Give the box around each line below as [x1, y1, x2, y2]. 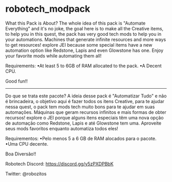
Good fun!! [5, 78, 28, 84]
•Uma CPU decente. [5, 140, 49, 147]
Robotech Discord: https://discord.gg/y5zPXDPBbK [5, 160, 114, 167]
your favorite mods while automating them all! [5, 52, 102, 59]
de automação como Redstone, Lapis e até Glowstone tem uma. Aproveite [5, 120, 162, 126]
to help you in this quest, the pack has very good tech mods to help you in [5, 31, 162, 37]
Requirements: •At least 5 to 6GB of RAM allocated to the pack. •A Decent [5, 63, 162, 69]
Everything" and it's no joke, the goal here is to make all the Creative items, [5, 25, 164, 31]
